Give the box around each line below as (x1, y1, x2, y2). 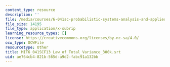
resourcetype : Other (5, 45, 49, 50)
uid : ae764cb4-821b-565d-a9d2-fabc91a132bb (5, 54, 99, 59)
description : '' (5, 12, 39, 17)
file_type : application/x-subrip (5, 26, 76, 31)
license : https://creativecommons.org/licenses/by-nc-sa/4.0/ (5, 36, 139, 41)
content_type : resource (5, 7, 56, 13)
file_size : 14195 (5, 21, 42, 27)
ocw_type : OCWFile (5, 40, 44, 45)
